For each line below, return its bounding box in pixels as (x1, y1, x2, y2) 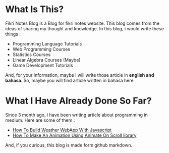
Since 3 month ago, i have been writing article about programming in (5, 112, 148, 118)
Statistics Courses (12, 52, 51, 58)
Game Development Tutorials (12, 62, 73, 68)
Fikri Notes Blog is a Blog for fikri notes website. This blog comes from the (5, 20, 160, 26)
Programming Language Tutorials (12, 40, 82, 46)
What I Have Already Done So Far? (5, 95, 152, 107)
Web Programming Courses (12, 46, 71, 52)
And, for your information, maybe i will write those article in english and (5, 72, 154, 78)
